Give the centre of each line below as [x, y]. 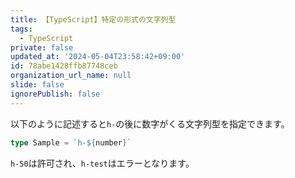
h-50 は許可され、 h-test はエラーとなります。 [102, 163]
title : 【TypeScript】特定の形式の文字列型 [93, 19]
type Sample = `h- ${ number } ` [71, 142]
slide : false [37, 85]
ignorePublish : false [55, 94]
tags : [21, 29]
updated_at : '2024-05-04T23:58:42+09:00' [98, 57]
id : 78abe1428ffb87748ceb [64, 66]
